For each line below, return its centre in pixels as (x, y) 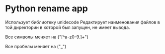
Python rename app (46, 9)
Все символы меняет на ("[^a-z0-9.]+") (47, 37)
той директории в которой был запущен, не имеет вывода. (68, 27)
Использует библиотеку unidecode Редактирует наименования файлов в (82, 22)
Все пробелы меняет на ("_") (36, 46)
